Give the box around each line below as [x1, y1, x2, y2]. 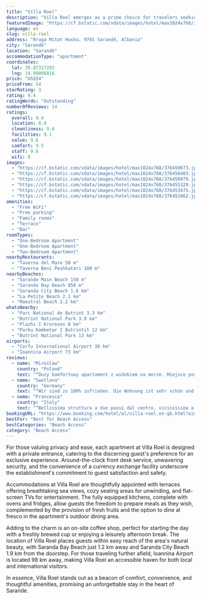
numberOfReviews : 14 [6, 103, 58, 110]
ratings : [6, 109, 28, 115]
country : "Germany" [17, 382, 66, 389]
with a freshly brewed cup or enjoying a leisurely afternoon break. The [6, 531, 179, 538]
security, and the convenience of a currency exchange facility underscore [6, 463, 188, 470]
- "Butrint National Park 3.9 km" [11, 316, 98, 322]
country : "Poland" [17, 366, 63, 372]
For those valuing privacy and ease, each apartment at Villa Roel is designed [6, 444, 195, 451]
